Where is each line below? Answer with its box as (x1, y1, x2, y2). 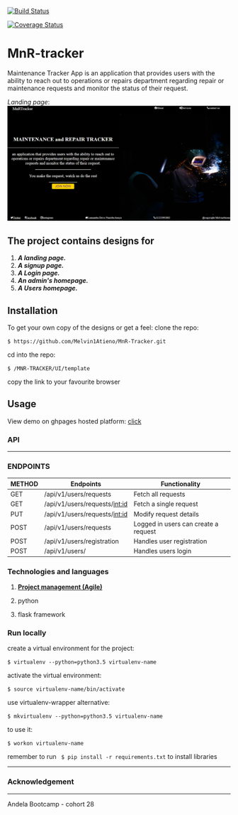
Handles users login (133, 547, 192, 556)
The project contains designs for (7, 234, 154, 247)
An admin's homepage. (17, 276, 89, 285)
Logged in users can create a (133, 519, 219, 528)
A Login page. (17, 269, 60, 277)
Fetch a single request (133, 500, 198, 508)
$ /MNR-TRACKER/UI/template (7, 365, 91, 372)
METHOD (10, 480, 39, 488)
